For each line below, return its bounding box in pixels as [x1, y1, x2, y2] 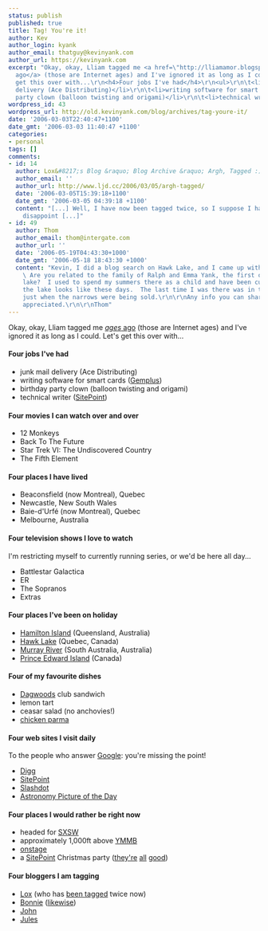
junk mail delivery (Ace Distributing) [19, 367, 138, 376]
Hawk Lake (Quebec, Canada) [19, 636, 120, 646]
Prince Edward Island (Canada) [19, 653, 122, 662]
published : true [8, 19, 62, 27]
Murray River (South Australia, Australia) [19, 645, 153, 654]
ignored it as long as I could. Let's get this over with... [8, 331, 184, 340]
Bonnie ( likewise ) [19, 898, 77, 907]
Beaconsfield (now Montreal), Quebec [19, 489, 146, 499]
